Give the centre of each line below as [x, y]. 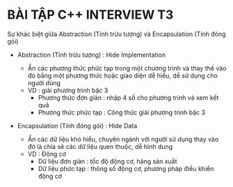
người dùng [44, 82]
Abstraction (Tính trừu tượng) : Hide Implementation [91, 55]
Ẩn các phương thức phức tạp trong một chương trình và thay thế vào [127, 68]
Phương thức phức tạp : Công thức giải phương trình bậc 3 [122, 112]
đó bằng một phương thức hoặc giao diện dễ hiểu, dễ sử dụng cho [122, 75]
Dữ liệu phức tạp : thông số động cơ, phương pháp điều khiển [126, 168]
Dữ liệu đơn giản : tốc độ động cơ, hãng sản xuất [107, 161]
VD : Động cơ [47, 154]
